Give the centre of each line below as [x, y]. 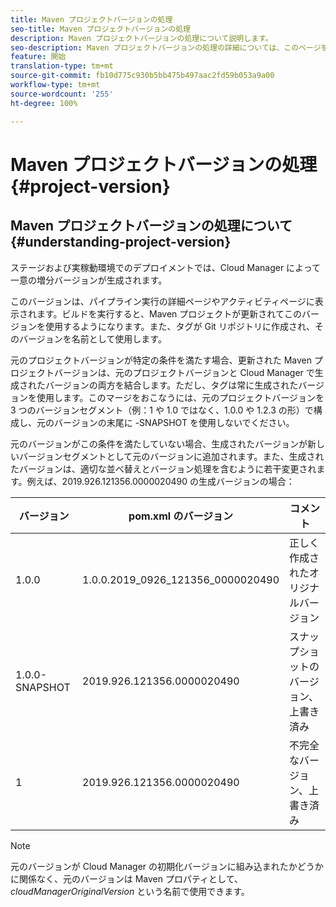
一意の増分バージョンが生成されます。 [89, 280]
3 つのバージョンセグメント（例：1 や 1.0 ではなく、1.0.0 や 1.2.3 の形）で [162, 410]
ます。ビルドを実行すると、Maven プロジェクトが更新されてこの [169, 313]
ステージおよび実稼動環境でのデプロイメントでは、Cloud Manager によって [165, 267]
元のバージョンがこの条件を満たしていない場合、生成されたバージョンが [159, 443]
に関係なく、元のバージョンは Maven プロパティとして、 [126, 878]
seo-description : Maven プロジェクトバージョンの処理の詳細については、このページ [166, 47]
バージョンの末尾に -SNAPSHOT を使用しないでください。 [174, 422]
